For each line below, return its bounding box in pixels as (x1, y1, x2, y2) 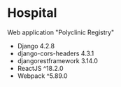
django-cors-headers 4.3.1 (17, 49, 94, 58)
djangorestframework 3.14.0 (17, 56, 98, 65)
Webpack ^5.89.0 (17, 72, 68, 80)
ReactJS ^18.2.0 (17, 64, 64, 72)
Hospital (7, 5, 57, 21)
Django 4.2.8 (17, 41, 55, 50)
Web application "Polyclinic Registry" (7, 28, 115, 36)
